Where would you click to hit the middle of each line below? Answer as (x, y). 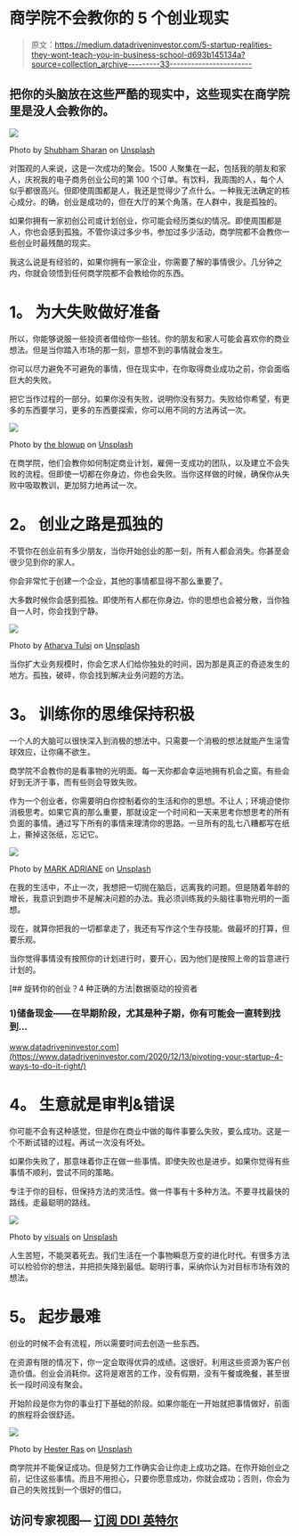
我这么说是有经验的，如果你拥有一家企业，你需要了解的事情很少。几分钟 (141, 261)
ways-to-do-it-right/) (48, 1066)
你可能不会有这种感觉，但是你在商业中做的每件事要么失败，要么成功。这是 (145, 1131)
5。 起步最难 (55, 1316)
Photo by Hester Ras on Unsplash (71, 1449)
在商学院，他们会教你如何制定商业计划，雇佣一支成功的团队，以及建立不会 (145, 462)
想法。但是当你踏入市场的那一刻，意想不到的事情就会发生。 (118, 349)
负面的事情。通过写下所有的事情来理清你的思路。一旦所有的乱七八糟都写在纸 (149, 823)
